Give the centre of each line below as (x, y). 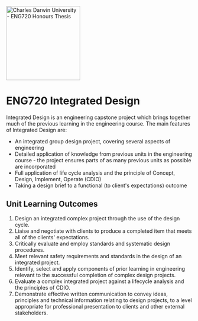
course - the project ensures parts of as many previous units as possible (103, 160)
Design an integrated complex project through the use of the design (97, 218)
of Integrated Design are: (36, 130)
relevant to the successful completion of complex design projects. (95, 275)
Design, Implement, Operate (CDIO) (58, 179)
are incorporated (35, 166)
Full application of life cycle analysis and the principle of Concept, (95, 173)
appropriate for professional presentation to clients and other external (100, 306)
